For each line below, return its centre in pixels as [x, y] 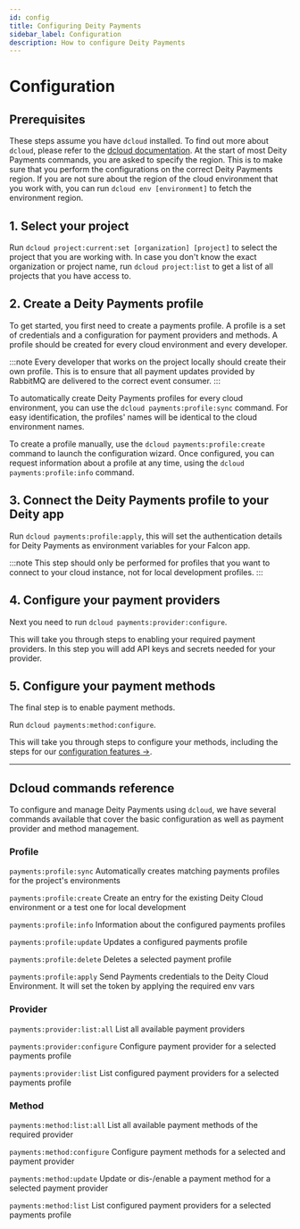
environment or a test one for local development [98, 907]
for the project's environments [65, 881]
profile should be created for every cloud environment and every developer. [149, 344]
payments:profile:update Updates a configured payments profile [129, 942]
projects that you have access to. [71, 276]
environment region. [46, 198]
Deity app [37, 514]
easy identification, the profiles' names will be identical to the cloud [133, 417]
